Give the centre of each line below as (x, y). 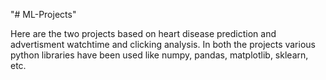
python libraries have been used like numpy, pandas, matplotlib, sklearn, (159, 55)
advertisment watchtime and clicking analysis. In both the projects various (163, 44)
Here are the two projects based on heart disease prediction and (143, 33)
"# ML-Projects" (43, 14)
